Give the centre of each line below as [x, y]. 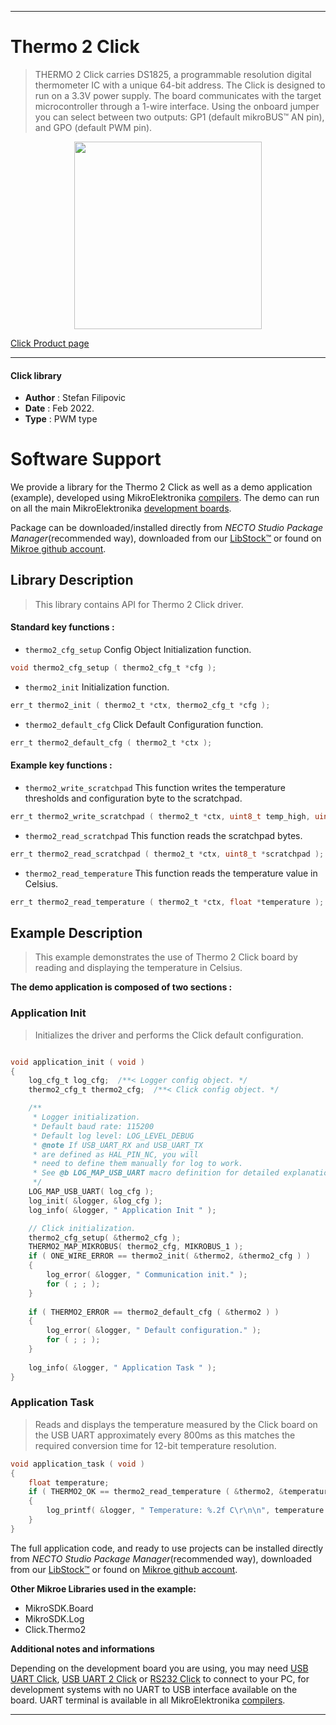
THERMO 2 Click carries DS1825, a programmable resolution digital [173, 74]
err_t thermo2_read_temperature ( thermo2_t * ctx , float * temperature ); [167, 902]
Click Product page [50, 343]
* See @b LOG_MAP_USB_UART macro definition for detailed [156, 1173]
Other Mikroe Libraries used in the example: [103, 1588]
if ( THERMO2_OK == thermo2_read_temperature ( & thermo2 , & [156, 1492]
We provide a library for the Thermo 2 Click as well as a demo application [161, 487]
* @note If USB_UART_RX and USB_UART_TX [117, 1145]
